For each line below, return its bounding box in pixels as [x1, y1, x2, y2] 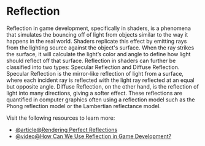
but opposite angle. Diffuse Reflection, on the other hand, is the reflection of [6, 82, 199, 90]
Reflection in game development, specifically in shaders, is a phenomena [6, 24, 191, 32]
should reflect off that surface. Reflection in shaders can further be [6, 57, 176, 64]
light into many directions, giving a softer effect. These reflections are [6, 89, 183, 97]
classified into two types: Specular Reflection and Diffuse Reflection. [6, 63, 180, 71]
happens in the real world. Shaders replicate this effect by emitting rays [6, 37, 187, 45]
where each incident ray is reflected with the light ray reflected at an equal [6, 76, 195, 84]
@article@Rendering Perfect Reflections [15, 126, 118, 133]
